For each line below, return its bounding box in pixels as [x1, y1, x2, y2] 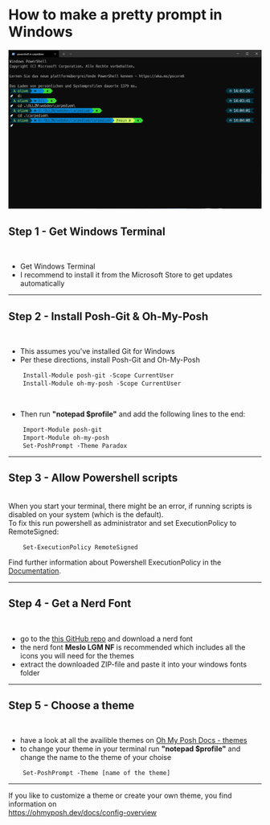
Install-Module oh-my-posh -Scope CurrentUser [22, 380, 182, 388]
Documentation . [8, 565, 62, 576]
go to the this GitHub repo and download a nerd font [19, 634, 193, 643]
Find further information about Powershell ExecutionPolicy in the [8, 557, 222, 567]
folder [19, 667, 40, 677]
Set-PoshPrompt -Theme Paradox [22, 442, 128, 450]
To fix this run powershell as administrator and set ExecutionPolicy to [8, 518, 237, 527]
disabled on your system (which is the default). [8, 509, 164, 519]
